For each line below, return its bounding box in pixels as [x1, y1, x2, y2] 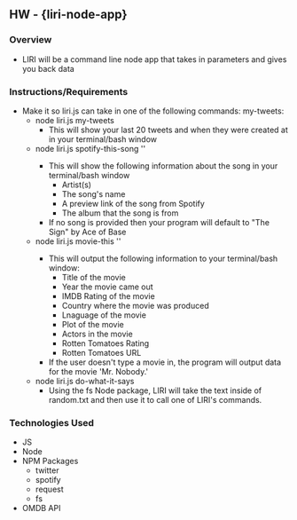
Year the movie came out [61, 281, 153, 292]
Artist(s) [61, 179, 91, 190]
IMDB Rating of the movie [61, 290, 155, 301]
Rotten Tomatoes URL [61, 347, 142, 358]
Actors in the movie [61, 328, 133, 339]
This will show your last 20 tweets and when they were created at [48, 124, 288, 135]
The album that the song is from [61, 208, 179, 218]
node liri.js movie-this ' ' [35, 235, 121, 247]
